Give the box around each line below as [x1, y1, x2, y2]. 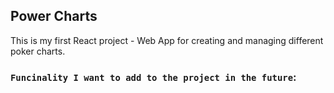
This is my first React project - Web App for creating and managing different [10, 34, 324, 46]
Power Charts [10, 8, 98, 25]
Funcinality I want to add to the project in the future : [10, 70, 297, 84]
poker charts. [10, 45, 66, 57]
